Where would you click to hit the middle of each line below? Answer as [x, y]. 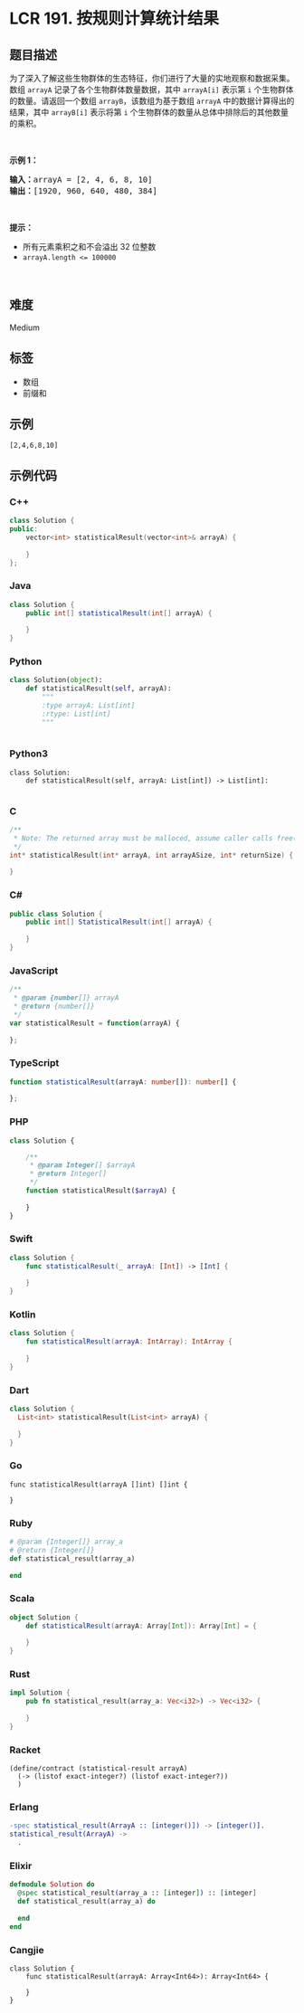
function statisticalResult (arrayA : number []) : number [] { [123, 1082]
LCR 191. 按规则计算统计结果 [114, 19]
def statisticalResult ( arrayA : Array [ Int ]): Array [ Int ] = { [141, 1626]
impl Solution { [40, 1693]
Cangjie [27, 1950]
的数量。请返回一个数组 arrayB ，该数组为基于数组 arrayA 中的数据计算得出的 [152, 101]
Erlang [24, 1808]
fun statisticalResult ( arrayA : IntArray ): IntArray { [129, 1342]
